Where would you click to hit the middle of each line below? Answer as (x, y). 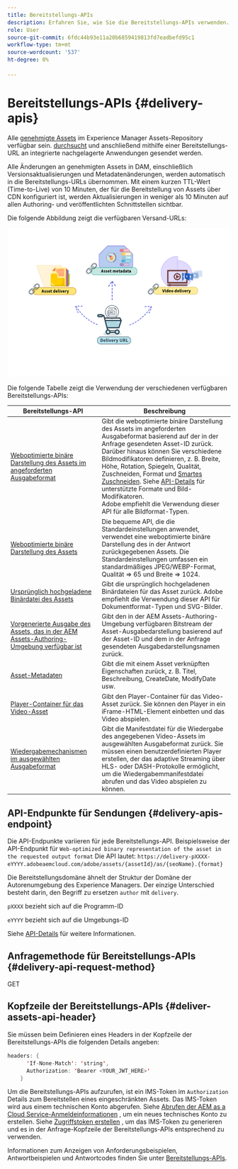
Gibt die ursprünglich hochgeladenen (156, 583)
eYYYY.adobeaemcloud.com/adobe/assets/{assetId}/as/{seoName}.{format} (115, 865)
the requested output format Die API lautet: (72, 856)
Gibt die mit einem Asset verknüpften (156, 664)
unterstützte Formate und (138, 489)
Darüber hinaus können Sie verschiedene (161, 451)
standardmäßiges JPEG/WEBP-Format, (159, 566)
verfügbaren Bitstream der (174, 624)
